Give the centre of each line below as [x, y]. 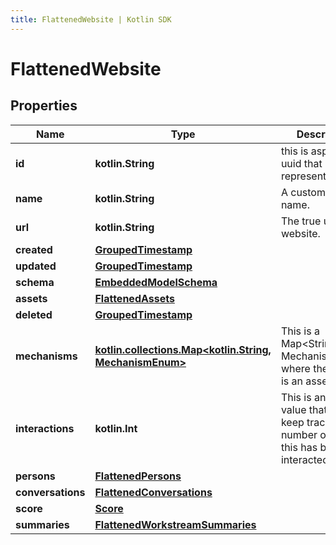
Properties [44, 106]
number [299, 434]
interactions [45, 428]
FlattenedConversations [153, 492]
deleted [34, 314]
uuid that [301, 163]
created [34, 249]
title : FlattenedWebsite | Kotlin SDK [91, 19]
